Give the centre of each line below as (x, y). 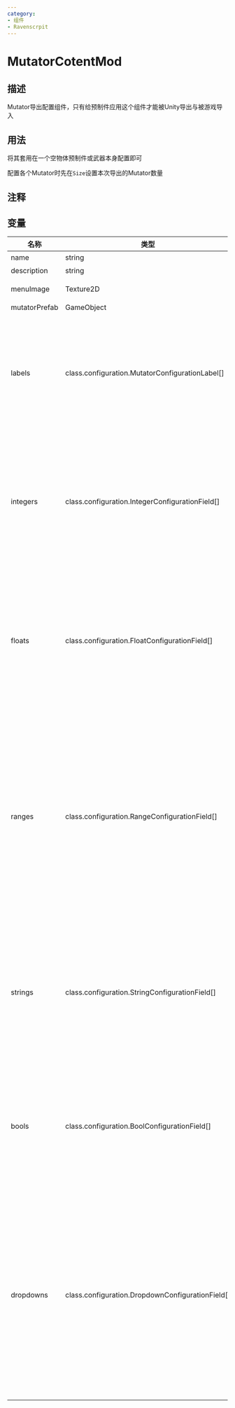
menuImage (30, 289)
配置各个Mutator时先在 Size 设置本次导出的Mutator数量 (85, 173)
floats (20, 641)
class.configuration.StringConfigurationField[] (141, 992)
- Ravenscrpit (28, 27)
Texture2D (83, 289)
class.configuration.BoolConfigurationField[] (138, 1126)
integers (24, 502)
